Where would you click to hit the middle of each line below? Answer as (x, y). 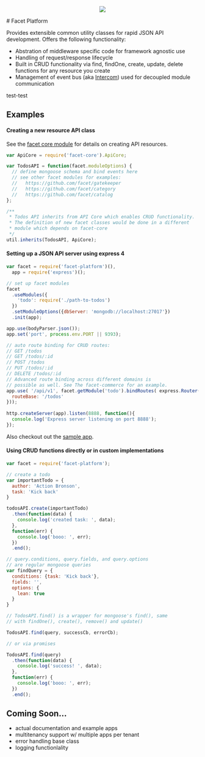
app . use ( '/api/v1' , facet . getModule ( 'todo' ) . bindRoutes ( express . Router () (105, 391)
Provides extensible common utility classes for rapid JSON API (85, 33)
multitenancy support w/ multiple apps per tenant (77, 735)
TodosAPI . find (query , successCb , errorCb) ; (63, 632)
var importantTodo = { (35, 480)
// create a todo (28, 474)
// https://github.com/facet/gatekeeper (67, 184)
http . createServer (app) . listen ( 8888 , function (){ (71, 414)
